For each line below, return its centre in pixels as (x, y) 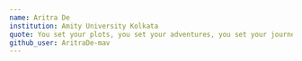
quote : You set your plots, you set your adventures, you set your (138, 34)
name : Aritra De (40, 17)
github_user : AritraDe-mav (60, 43)
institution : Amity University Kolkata (84, 26)
